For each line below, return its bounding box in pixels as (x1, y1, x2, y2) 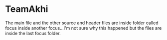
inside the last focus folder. (5, 30, 61, 36)
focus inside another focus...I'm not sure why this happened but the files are (5, 25, 162, 31)
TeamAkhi (5, 3, 48, 15)
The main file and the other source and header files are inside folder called (5, 20, 159, 26)
